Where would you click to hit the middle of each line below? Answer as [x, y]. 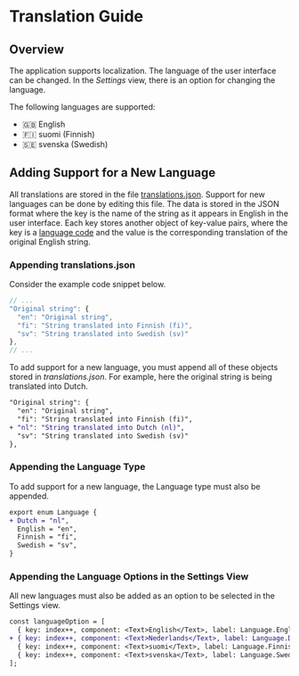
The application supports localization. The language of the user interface [143, 70]
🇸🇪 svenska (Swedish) [65, 144]
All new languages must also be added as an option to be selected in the [142, 596]
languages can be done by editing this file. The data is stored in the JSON [144, 203]
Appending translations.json [73, 265]
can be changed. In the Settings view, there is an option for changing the [142, 80]
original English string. [50, 242]
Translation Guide [77, 16]
